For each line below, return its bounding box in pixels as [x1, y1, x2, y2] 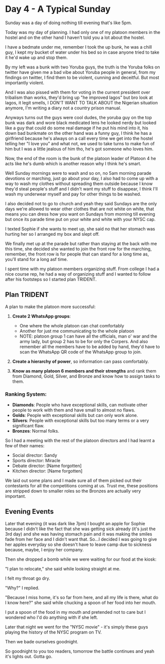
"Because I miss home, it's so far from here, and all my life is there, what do [5, 594, 159, 600]
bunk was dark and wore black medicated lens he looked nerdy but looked [5, 120, 157, 126]
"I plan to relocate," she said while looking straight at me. [5, 566, 121, 571]
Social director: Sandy [12, 452, 58, 458]
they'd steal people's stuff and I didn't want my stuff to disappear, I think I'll [5, 186, 158, 191]
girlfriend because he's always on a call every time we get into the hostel [5, 135, 154, 141]
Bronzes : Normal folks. [12, 428, 60, 434]
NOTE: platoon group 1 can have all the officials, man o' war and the [19, 333, 158, 339]
